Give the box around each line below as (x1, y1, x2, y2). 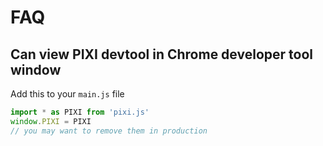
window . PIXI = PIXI (10, 116, 92, 126)
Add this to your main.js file (10, 88, 125, 100)
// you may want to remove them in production (10, 126, 208, 136)
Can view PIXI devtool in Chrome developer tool (10, 46, 313, 63)
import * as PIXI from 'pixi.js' (10, 107, 150, 117)
